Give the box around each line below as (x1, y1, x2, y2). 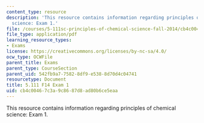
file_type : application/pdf (6, 32, 78, 38)
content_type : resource (6, 8, 67, 15)
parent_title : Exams (6, 59, 59, 65)
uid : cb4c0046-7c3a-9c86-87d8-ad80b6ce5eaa (6, 88, 118, 94)
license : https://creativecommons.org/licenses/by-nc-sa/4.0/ (6, 48, 167, 55)
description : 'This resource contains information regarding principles (6, 15, 194, 21)
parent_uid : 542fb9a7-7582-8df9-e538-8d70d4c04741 (6, 71, 137, 77)
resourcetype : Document (6, 76, 67, 82)
